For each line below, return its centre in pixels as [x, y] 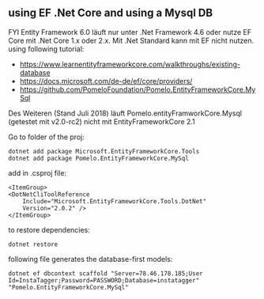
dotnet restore [33, 244]
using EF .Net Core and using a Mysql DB [111, 13]
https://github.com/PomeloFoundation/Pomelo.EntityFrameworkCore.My [138, 89]
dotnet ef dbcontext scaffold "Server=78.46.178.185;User [106, 273]
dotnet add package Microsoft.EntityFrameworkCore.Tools [104, 151]
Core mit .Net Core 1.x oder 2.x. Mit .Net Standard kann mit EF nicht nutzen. [131, 40]
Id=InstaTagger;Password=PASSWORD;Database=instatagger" [104, 280]
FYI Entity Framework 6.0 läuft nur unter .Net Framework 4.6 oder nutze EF [130, 32]
